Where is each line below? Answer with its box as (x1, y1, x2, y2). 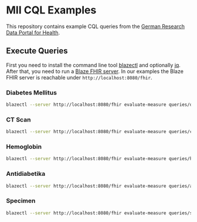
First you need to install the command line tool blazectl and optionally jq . (6, 61, 181, 68)
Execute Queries (6, 46, 68, 56)
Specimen (6, 197, 36, 205)
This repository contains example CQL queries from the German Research (6, 23, 185, 30)
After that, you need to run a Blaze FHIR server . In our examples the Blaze (6, 68, 184, 75)
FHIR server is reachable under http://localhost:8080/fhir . (6, 74, 152, 81)
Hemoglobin (6, 143, 42, 151)
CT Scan (6, 115, 31, 123)
